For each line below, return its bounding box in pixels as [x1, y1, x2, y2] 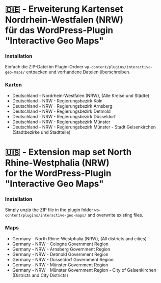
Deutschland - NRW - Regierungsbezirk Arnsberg [12, 103, 113, 109]
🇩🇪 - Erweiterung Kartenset [5, 3, 124, 15]
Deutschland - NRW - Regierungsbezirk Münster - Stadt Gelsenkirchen [12, 124, 156, 130]
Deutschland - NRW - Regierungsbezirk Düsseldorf [12, 113, 116, 119]
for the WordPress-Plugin [5, 167, 111, 179]
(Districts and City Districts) [12, 272, 69, 278]
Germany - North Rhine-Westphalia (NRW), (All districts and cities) [12, 235, 147, 242]
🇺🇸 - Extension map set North [5, 146, 132, 157]
